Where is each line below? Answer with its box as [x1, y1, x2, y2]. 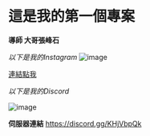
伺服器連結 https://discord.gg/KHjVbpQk [8, 118, 142, 128]
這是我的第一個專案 [8, 7, 136, 26]
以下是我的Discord [8, 86, 70, 96]
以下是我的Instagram [8, 52, 78, 62]
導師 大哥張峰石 [8, 35, 60, 45]
